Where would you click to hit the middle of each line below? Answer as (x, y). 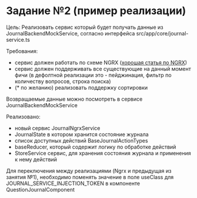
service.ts (18, 39)
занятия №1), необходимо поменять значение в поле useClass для (90, 177)
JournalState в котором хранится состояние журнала (81, 134)
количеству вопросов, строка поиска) (63, 81)
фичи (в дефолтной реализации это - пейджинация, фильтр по (93, 75)
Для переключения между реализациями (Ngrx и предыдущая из (89, 171)
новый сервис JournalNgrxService (57, 128)
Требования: (22, 51)
